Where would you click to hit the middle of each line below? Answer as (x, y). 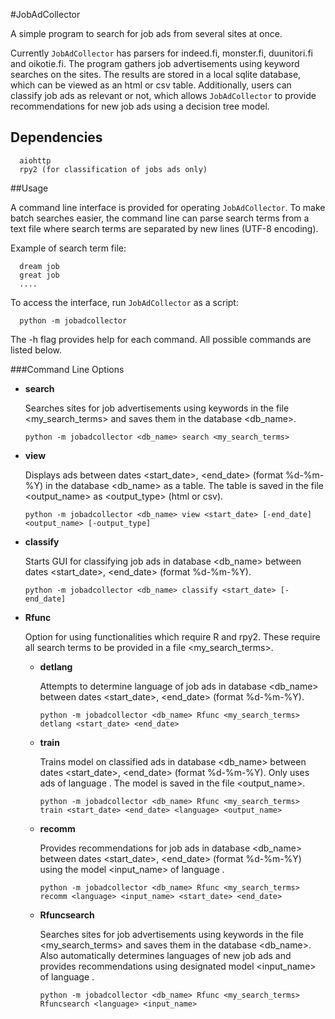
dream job (39, 266)
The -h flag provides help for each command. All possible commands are (161, 339)
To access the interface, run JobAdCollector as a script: (124, 302)
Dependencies (56, 137)
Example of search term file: (68, 248)
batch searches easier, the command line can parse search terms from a (160, 218)
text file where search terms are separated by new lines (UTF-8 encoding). (164, 228)
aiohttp (35, 160)
